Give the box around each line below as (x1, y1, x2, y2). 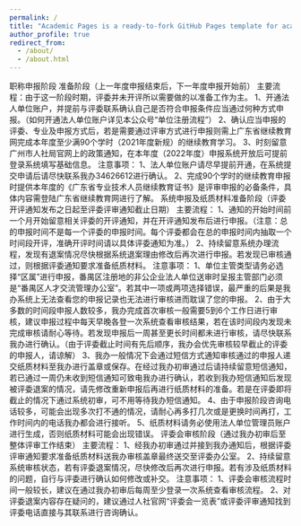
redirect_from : (9, 38, 66, 48)
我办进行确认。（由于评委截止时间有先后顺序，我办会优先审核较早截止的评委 (9, 338, 288, 349)
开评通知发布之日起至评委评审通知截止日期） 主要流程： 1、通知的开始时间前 (9, 204, 292, 215)
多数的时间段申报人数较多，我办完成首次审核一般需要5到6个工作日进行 (9, 305, 271, 315)
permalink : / (9, 13, 58, 22)
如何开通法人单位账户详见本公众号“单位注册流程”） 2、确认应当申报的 (28, 114, 287, 125)
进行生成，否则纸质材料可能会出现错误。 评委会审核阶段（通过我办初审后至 (9, 428, 287, 439)
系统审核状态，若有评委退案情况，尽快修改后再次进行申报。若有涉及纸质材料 (9, 462, 292, 472)
